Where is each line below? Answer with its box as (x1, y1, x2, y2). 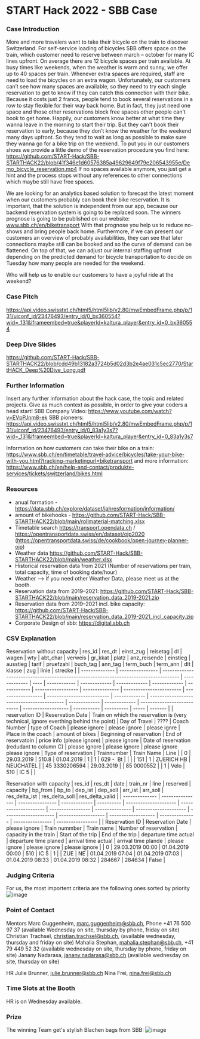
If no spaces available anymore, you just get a (78, 166, 192, 173)
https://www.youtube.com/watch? (88, 408, 172, 415)
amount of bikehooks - (14, 511, 71, 518)
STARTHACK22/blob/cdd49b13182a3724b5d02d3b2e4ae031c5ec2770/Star (6, 360, 193, 368)
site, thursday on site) (6, 958, 60, 965)
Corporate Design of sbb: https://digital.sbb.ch (14, 619, 130, 627)
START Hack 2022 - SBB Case (6, 4, 158, 17)
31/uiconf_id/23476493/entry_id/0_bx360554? (6, 312, 121, 320)
